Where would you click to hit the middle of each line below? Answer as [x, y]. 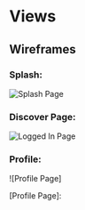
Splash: [26, 75]
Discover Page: [43, 117]
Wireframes [43, 49]
